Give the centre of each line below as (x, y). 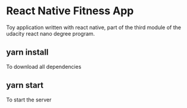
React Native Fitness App (70, 11)
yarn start (25, 85)
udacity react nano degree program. (51, 33)
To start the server (29, 100)
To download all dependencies (44, 66)
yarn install (27, 53)
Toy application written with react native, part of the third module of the (94, 27)
